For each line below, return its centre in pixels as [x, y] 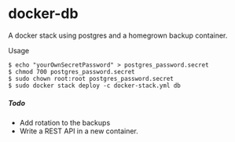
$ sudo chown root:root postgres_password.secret [91, 78]
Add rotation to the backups [65, 122]
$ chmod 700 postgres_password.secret [72, 71]
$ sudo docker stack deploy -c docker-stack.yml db [94, 86]
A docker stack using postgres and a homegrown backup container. [118, 35]
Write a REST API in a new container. [79, 131]
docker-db [43, 14]
